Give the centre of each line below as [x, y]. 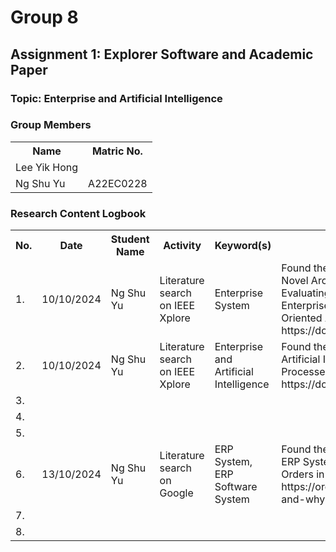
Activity [182, 246]
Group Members [51, 125]
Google [176, 493]
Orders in [303, 474]
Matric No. [117, 151]
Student [130, 239]
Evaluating [306, 293]
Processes [306, 372]
